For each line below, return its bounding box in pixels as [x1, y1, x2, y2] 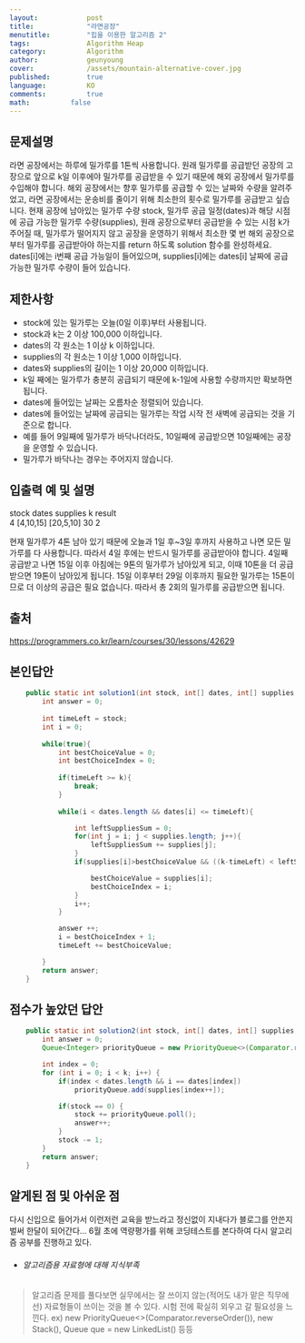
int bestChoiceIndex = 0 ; [57, 756, 156, 765]
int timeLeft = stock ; [42, 714, 128, 723]
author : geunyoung [9, 56, 124, 65]
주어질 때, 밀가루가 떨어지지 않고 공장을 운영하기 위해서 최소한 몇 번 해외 [9, 228, 263, 239]
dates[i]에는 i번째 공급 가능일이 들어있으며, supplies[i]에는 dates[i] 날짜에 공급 [9, 251, 289, 262]
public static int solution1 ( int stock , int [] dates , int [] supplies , [25, 689, 299, 698]
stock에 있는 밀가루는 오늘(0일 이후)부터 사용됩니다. [22, 318, 207, 328]
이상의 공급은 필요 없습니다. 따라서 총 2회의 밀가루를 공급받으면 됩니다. [35, 581, 285, 592]
